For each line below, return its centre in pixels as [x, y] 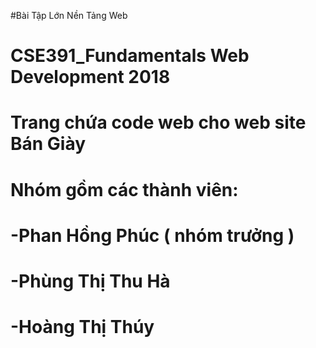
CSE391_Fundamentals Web [130, 56]
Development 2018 [90, 77]
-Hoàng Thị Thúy [82, 327]
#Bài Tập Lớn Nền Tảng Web [69, 15]
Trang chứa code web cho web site [158, 122]
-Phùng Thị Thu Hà [90, 281]
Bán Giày [48, 144]
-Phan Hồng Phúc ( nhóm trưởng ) [152, 235]
